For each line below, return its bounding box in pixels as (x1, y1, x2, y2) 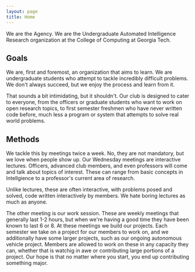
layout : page (6, 8, 38, 15)
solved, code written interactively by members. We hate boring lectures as (6, 192, 186, 199)
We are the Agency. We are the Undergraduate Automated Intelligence (6, 30, 176, 37)
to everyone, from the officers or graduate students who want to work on (6, 99, 183, 106)
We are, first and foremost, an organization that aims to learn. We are (6, 68, 173, 76)
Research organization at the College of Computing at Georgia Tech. (6, 36, 171, 43)
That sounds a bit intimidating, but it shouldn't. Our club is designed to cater (6, 92, 190, 99)
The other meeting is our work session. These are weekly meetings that (6, 210, 179, 217)
